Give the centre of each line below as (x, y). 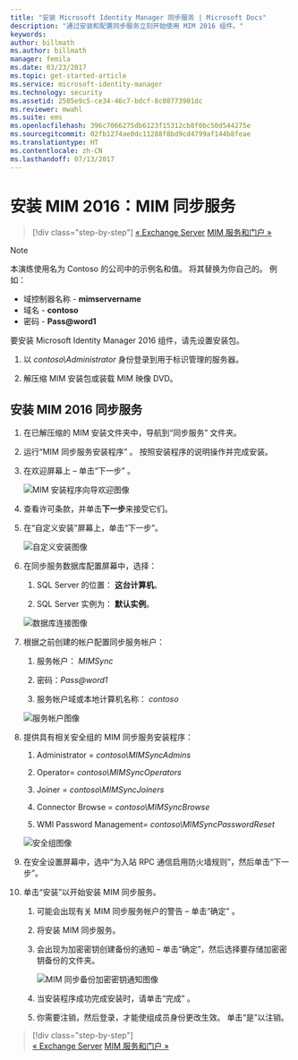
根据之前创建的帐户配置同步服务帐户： (94, 642)
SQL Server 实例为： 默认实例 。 (95, 604)
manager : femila (40, 59)
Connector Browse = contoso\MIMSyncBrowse (123, 808)
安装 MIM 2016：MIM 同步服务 (123, 206)
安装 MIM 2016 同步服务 (77, 410)
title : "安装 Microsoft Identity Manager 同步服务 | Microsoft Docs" (138, 17)
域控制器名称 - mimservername (82, 299)
